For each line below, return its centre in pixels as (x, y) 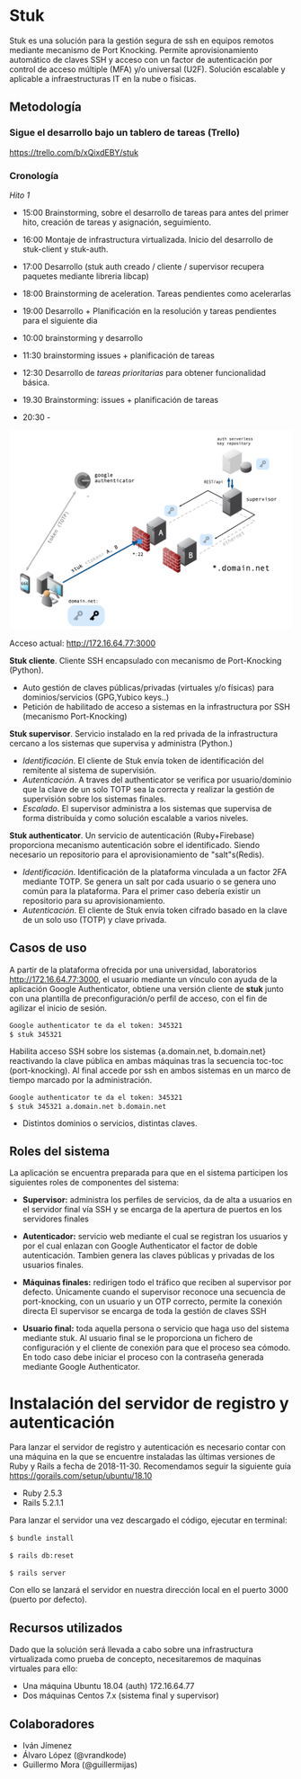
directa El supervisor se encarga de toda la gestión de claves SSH (144, 1311)
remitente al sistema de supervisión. (89, 770)
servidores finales (56, 1219)
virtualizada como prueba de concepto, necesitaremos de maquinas (136, 1659)
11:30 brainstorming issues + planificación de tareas (119, 355)
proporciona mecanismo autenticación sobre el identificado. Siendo (135, 845)
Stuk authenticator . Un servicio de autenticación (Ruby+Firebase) (132, 835)
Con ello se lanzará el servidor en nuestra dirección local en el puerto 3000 (149, 1590)
